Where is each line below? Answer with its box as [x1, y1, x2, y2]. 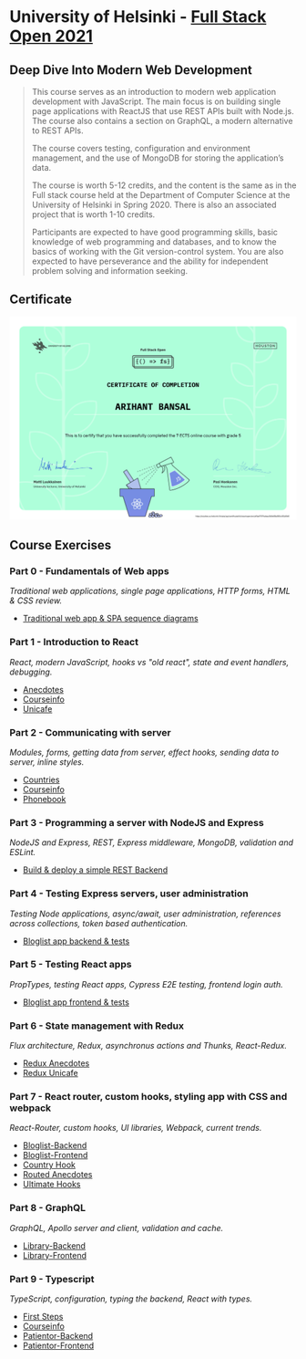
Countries [22, 774, 60, 785]
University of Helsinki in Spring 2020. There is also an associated [31, 199, 277, 210]
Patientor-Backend [22, 1331, 94, 1342]
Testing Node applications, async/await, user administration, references [9, 908, 281, 919]
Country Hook [22, 1159, 76, 1170]
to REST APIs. [31, 125, 84, 136]
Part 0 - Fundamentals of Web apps [9, 564, 170, 577]
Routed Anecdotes [22, 1169, 93, 1180]
